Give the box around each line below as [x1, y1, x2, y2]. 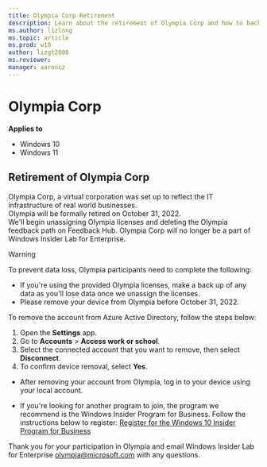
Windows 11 [19, 148, 59, 157]
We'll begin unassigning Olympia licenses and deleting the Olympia [8, 217, 228, 226]
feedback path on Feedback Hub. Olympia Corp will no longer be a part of [8, 226, 251, 235]
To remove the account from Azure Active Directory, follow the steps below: [8, 312, 257, 322]
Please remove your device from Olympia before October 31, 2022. [19, 297, 240, 307]
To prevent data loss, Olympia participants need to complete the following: [8, 264, 252, 274]
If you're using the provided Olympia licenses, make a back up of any [19, 280, 247, 290]
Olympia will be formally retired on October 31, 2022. [8, 208, 181, 218]
